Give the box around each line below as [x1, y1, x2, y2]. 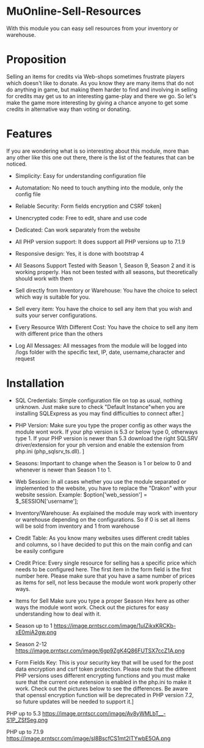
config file [15, 190, 41, 197]
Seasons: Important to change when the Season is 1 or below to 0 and [15, 459, 192, 467]
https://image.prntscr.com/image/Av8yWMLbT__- [42, 709, 166, 717]
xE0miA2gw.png [15, 628, 57, 636]
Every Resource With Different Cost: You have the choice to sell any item [15, 323, 199, 330]
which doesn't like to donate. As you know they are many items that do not [6, 79, 194, 86]
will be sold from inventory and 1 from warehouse [15, 522, 140, 530]
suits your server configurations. [15, 311, 98, 319]
